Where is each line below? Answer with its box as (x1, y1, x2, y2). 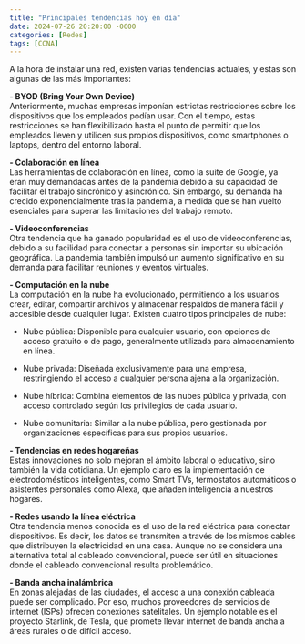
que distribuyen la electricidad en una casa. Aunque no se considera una (9, 540, 283, 551)
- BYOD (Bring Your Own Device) (9, 91, 135, 102)
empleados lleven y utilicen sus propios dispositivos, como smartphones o (9, 129, 289, 141)
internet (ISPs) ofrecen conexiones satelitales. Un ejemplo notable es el (9, 607, 278, 618)
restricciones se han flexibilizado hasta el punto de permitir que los (9, 120, 261, 131)
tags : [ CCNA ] (9, 38, 59, 48)
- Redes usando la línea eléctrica (9, 511, 137, 522)
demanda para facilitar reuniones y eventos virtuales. (9, 261, 209, 273)
